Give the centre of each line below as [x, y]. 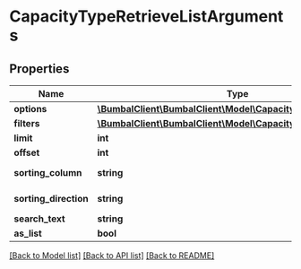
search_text [39, 219]
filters [27, 123]
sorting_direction [51, 199]
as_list [28, 233]
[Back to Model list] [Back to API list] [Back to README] [112, 256]
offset [27, 152]
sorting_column [48, 173]
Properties [39, 69]
